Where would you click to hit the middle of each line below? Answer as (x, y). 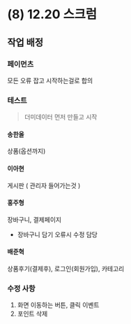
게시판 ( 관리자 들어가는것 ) (44, 185)
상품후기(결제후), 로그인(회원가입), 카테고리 (66, 268)
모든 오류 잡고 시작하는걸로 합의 (50, 80)
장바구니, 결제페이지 (34, 219)
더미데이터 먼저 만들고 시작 (61, 117)
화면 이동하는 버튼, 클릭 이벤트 (58, 305)
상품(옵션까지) (26, 151)
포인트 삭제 (32, 314)
